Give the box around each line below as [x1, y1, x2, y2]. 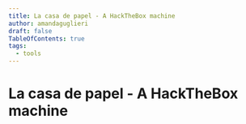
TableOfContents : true [8, 34, 85, 43]
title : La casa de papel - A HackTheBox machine [8, 11, 176, 20]
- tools [15, 49, 42, 58]
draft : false [8, 27, 53, 35]
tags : [8, 42, 27, 50]
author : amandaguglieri [8, 19, 89, 28]
